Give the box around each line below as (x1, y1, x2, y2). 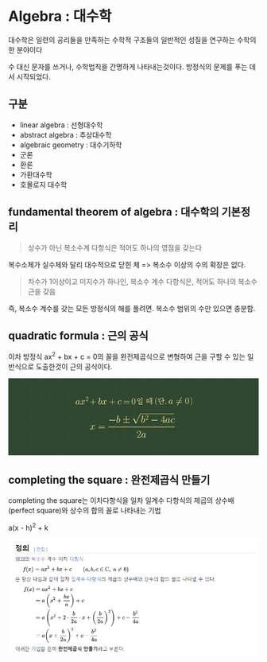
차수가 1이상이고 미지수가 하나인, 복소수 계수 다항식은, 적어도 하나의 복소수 (27, 276, 258, 286)
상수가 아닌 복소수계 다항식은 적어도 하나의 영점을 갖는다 (27, 243, 203, 252)
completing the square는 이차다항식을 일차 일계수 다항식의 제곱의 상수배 (8, 496, 234, 505)
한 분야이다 (8, 45, 43, 54)
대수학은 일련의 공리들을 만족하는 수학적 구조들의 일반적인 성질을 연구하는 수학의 (8, 35, 257, 45)
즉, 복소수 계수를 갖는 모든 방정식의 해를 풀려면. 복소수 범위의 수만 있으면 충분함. (8, 303, 256, 313)
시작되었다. (16, 72, 52, 81)
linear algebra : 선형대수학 (19, 120, 103, 130)
